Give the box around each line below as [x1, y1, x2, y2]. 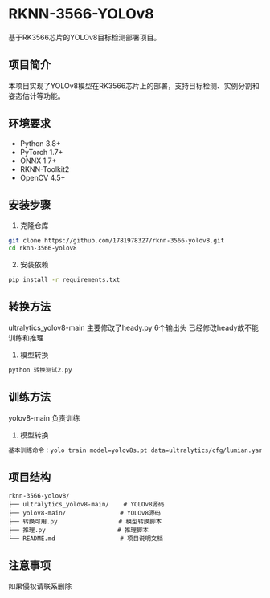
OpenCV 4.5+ [19, 173, 66, 182]
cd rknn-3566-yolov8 [8, 244, 78, 253]
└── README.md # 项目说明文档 [8, 535, 163, 543]
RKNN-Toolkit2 [19, 164, 70, 173]
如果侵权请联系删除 [8, 581, 72, 591]
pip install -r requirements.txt [8, 276, 121, 284]
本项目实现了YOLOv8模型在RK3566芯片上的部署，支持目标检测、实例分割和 [8, 81, 260, 91]
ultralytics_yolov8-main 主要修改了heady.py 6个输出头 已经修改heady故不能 [8, 323, 259, 332]
